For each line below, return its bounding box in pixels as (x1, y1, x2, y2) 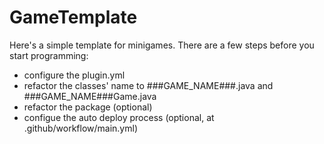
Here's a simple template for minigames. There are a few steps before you (9, 39, 315, 51)
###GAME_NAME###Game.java (23, 90, 157, 102)
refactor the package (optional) (23, 101, 153, 113)
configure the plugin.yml (23, 69, 126, 81)
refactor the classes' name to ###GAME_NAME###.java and (23, 79, 274, 91)
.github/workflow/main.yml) (23, 122, 138, 134)
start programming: (9, 49, 89, 61)
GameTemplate (9, 6, 138, 29)
